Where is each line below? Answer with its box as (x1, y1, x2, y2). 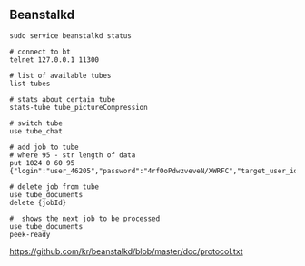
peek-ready (9, 230, 51, 239)
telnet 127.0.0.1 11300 (9, 54, 100, 64)
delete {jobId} (9, 198, 67, 207)
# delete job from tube (9, 182, 100, 192)
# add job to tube (9, 143, 79, 152)
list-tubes (9, 79, 51, 88)
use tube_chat (9, 126, 64, 135)
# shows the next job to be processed (9, 213, 161, 223)
